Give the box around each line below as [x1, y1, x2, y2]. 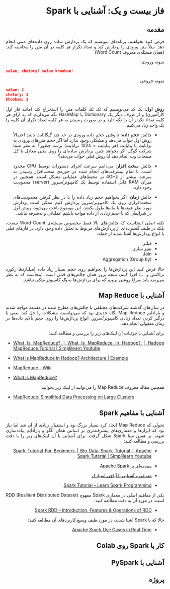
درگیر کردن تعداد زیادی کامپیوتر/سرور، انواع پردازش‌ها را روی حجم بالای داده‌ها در [6, 315, 164, 321]
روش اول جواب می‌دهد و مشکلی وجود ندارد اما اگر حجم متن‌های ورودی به [13, 137, 152, 143]
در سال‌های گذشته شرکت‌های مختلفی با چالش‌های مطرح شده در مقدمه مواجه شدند [6, 304, 164, 310]
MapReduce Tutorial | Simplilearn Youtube [13, 345, 101, 352]
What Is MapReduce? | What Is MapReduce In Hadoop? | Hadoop [13, 340, 164, 346]
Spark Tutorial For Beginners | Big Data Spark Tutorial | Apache [13, 448, 152, 454]
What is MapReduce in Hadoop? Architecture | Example [13, 355, 128, 361]
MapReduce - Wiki [13, 365, 52, 371]
